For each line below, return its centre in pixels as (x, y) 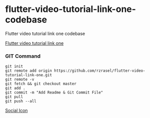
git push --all (21, 101)
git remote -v (20, 80)
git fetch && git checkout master (41, 84)
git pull (14, 97)
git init (14, 66)
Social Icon (17, 111)
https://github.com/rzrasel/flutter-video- (100, 71)
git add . (15, 88)
